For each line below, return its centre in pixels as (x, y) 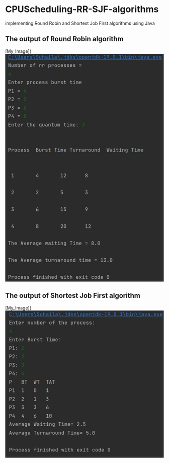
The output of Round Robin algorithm (64, 39)
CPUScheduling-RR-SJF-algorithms (82, 9)
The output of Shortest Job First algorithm (73, 296)
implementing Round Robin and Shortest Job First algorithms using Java (80, 23)
